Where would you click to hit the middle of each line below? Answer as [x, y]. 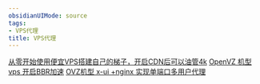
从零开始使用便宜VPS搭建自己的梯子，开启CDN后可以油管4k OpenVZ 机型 [130, 62]
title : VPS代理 [32, 38]
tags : [17, 23]
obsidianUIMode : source [48, 16]
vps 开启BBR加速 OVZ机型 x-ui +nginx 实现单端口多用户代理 [107, 72]
